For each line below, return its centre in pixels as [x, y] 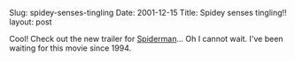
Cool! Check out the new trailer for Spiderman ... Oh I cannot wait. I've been [146, 39]
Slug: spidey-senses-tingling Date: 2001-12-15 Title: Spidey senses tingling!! [148, 13]
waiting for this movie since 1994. [70, 48]
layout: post [31, 22]
